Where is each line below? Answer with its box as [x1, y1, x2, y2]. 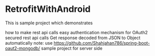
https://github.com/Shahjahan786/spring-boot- [53, 40, 150, 46]
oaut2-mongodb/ [5, 45, 41, 51]
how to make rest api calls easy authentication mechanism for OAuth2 [5, 29, 148, 35]
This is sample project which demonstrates [5, 20, 93, 26]
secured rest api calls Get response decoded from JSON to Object [5, 35, 141, 41]
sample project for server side [41, 45, 103, 51]
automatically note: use [5, 40, 53, 46]
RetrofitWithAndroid [5, 3, 91, 15]
